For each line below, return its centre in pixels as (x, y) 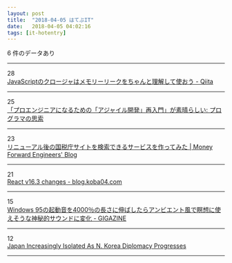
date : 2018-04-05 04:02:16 (49, 26)
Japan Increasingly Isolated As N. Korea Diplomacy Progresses (97, 246)
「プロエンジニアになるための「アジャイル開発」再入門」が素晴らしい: (108, 110)
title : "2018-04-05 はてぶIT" (51, 20)
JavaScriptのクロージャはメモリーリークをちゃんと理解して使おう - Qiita (110, 82)
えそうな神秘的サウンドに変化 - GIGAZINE (67, 218)
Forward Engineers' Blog (42, 155)
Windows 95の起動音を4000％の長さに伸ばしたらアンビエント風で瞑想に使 (114, 210)
